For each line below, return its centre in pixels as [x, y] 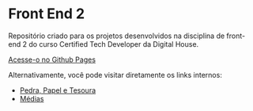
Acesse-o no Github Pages [52, 59]
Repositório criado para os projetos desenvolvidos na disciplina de [117, 36]
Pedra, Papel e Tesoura [58, 90]
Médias [32, 98]
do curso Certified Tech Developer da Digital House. [114, 44]
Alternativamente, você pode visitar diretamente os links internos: [115, 75]
